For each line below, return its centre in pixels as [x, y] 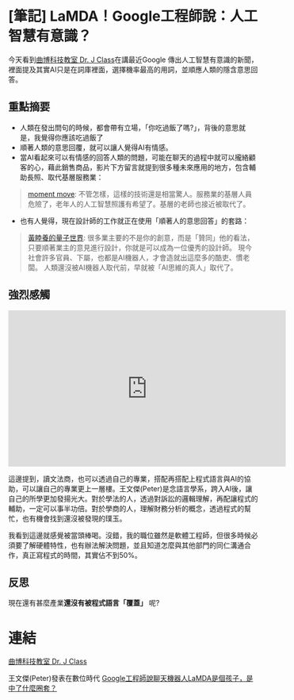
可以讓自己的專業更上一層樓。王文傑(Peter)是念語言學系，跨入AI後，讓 [137, 488]
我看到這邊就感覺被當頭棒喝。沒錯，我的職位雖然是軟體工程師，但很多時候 [130, 535]
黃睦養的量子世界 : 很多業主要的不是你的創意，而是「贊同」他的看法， [141, 237]
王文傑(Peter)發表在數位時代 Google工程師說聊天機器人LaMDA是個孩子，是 [131, 679]
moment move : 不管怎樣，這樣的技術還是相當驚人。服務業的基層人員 [139, 194]
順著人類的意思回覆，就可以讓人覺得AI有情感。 [96, 147]
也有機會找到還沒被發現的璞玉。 [74, 518]
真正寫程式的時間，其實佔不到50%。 [82, 555]
